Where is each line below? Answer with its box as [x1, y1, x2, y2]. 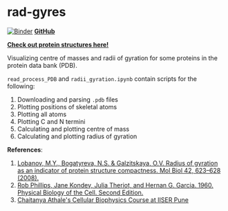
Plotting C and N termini [17, 117, 86, 125]
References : [7, 145, 43, 154]
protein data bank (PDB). [7, 61, 78, 69]
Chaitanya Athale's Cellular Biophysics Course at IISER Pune [17, 195, 189, 204]
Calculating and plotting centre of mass [17, 125, 130, 133]
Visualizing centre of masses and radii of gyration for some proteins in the [7, 53, 218, 62]
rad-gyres [7, 4, 66, 20]
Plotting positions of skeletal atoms [17, 102, 117, 111]
